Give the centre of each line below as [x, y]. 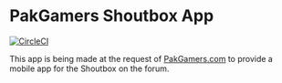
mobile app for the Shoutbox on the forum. [89, 68]
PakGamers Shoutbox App [112, 16]
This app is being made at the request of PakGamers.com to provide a [141, 58]
